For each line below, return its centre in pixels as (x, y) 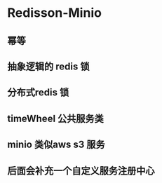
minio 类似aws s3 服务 (56, 145)
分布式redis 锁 (38, 93)
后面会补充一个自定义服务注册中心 (81, 171)
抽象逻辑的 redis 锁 (48, 66)
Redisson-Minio (54, 13)
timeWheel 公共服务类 (55, 118)
